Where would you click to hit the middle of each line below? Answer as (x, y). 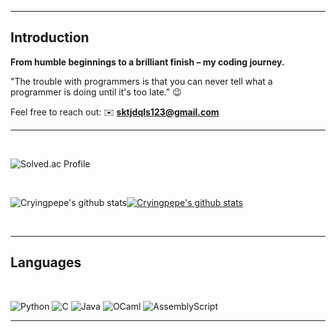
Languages (46, 262)
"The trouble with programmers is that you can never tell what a (141, 81)
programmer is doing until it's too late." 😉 (96, 92)
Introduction (50, 37)
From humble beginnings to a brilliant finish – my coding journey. (147, 62)
